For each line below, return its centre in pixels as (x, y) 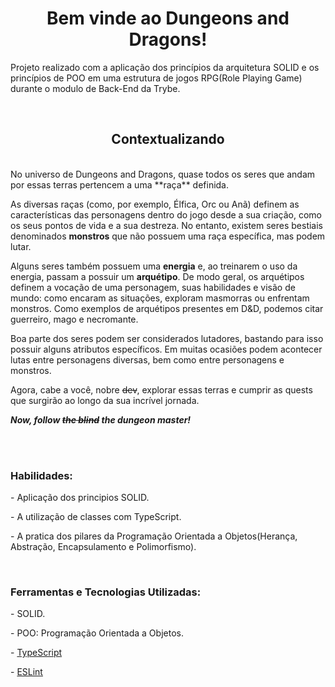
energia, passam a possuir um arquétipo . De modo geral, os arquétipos (157, 276)
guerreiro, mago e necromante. (74, 319)
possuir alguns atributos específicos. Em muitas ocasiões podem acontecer (166, 349)
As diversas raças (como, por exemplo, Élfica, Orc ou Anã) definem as (155, 204)
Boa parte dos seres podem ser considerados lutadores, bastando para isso (167, 338)
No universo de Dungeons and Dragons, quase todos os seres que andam (163, 174)
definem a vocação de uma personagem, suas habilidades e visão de (153, 287)
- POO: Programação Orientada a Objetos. (97, 633)
